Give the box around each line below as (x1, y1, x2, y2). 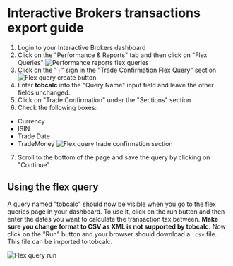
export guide (7, 20, 85, 36)
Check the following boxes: (17, 103, 97, 111)
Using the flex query (7, 181, 99, 193)
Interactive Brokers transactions (7, 5, 201, 21)
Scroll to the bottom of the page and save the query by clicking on (17, 153, 210, 162)
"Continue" (17, 160, 51, 169)
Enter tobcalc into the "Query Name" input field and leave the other (17, 80, 214, 89)
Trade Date (17, 132, 51, 140)
